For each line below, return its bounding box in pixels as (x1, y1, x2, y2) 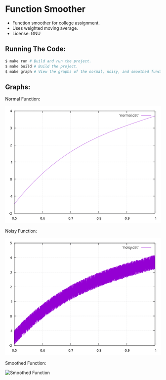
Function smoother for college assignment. (12, 20, 100, 26)
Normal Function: (5, 96, 41, 102)
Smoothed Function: (5, 360, 46, 366)
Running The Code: (5, 45, 66, 53)
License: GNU (12, 30, 41, 36)
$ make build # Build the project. (5, 63, 79, 69)
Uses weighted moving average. (12, 25, 78, 31)
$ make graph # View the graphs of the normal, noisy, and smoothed (5, 69, 149, 74)
